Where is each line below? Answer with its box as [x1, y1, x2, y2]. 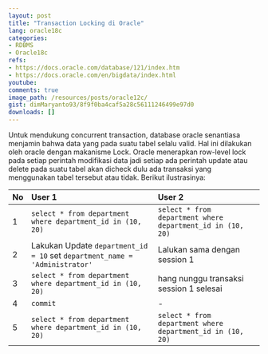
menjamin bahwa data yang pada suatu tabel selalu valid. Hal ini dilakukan [8, 139, 253, 148]
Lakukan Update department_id [31, 241, 148, 251]
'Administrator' [31, 261, 93, 268]
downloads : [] [8, 109, 56, 117]
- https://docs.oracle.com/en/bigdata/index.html [8, 71, 177, 79]
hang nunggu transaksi [158, 273, 245, 284]
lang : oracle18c [8, 26, 62, 34]
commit [31, 299, 57, 308]
